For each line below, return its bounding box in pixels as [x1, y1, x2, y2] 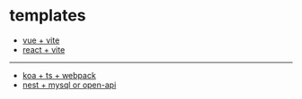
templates [9, 5, 87, 26]
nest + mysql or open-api [22, 79, 117, 90]
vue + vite [22, 35, 60, 45]
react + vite [22, 44, 66, 54]
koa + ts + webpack [22, 70, 96, 80]
